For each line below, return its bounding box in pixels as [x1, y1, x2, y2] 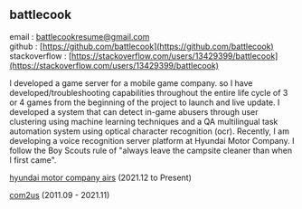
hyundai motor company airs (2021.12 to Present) [9, 172, 193, 183]
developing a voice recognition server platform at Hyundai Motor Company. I [9, 135, 295, 146]
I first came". [9, 154, 57, 166]
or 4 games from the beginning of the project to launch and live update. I [9, 97, 280, 108]
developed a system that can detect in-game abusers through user [9, 106, 260, 117]
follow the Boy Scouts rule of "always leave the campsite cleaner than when [9, 145, 293, 156]
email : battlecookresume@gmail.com [9, 31, 150, 42]
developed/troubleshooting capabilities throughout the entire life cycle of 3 [9, 87, 288, 98]
